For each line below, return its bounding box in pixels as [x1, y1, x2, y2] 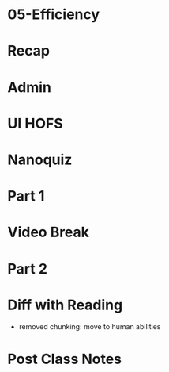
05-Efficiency [7, 6, 100, 24]
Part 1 [7, 187, 45, 205]
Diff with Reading [7, 296, 123, 314]
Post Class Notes [7, 350, 122, 368]
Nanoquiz [7, 151, 73, 168]
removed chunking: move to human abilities [18, 322, 161, 332]
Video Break [7, 224, 90, 241]
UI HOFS [7, 114, 64, 132]
